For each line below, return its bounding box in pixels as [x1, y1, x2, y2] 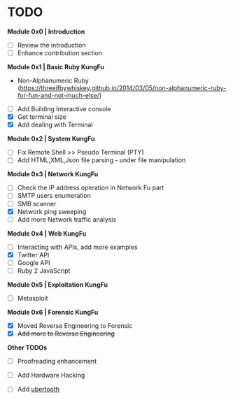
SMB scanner [17, 199, 57, 208]
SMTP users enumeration [17, 192, 91, 200]
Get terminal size [17, 113, 66, 121]
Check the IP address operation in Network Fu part [17, 183, 164, 192]
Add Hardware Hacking [17, 371, 85, 380]
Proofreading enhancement [17, 357, 97, 366]
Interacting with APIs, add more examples [17, 243, 138, 251]
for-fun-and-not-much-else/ [17, 92, 100, 100]
